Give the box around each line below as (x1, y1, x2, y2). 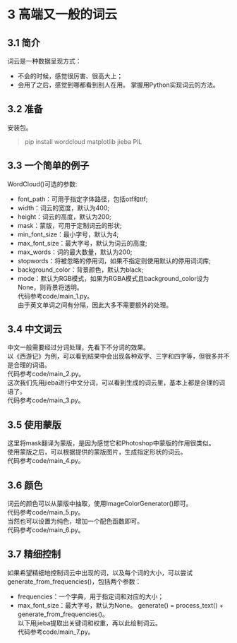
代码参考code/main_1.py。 (17, 292, 94, 300)
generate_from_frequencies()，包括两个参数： (7, 577, 142, 586)
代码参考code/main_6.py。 (7, 526, 85, 534)
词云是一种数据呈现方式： (7, 57, 82, 65)
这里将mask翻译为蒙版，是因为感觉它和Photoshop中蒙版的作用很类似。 (7, 439, 215, 447)
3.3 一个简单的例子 (7, 160, 90, 172)
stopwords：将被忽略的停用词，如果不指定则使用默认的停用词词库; (17, 256, 212, 265)
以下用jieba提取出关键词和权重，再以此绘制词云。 (17, 618, 162, 627)
